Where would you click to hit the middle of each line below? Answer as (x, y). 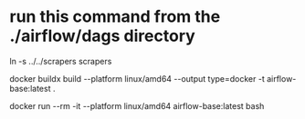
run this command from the (115, 17)
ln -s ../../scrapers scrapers (61, 61)
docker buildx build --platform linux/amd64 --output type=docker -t (137, 78)
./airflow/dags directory (103, 36)
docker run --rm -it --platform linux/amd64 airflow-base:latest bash (137, 105)
